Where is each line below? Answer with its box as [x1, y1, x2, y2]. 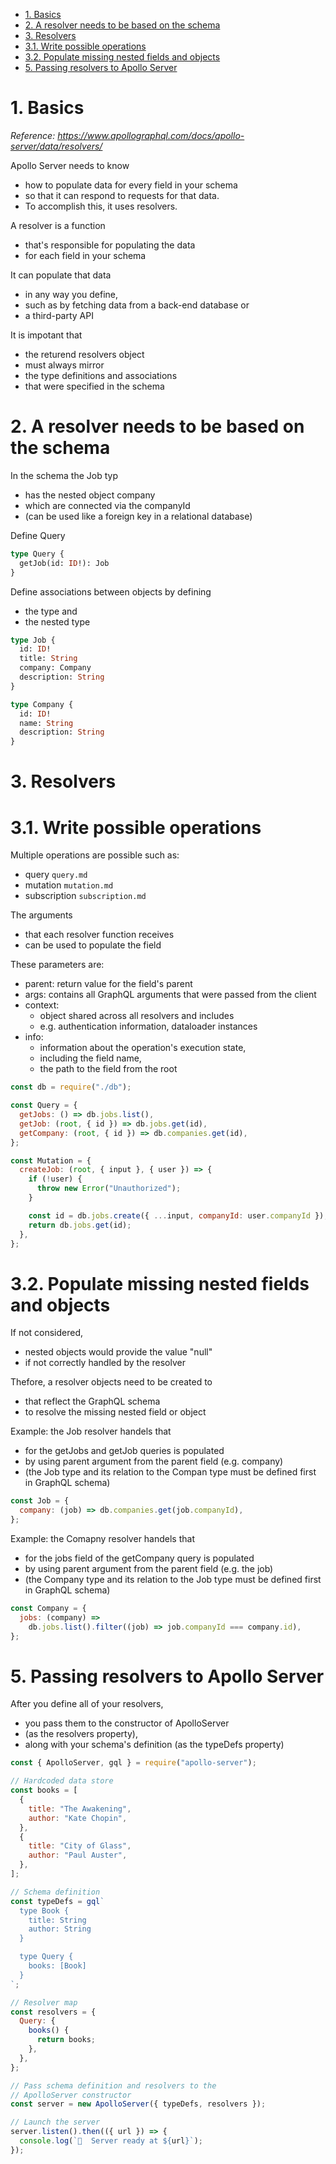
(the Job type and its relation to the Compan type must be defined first [24, 1466, 317, 1478]
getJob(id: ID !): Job [19, 558, 110, 568]
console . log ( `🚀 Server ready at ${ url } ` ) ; [19, 2136, 203, 2146]
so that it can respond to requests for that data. [24, 189, 220, 201]
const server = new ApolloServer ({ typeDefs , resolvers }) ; [10, 2099, 267, 2109]
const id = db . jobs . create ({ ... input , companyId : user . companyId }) [28, 1210, 325, 1221]
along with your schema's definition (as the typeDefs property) [24, 1739, 285, 1751]
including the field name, [39, 1052, 142, 1064]
